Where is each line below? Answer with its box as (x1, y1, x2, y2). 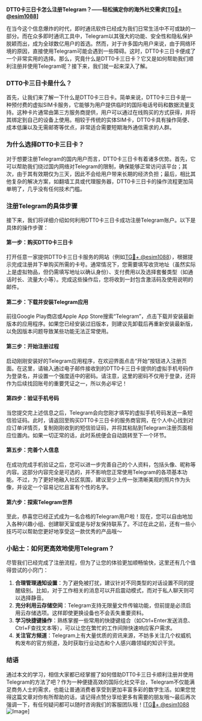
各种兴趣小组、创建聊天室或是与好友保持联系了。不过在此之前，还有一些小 (11, 520, 196, 528)
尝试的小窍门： (11, 567, 49, 574)
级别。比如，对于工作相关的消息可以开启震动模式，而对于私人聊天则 (20, 587, 189, 594)
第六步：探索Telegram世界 (6, 498, 73, 505)
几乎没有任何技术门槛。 (26, 185, 85, 192)
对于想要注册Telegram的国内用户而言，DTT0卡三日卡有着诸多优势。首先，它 (6, 155, 196, 162)
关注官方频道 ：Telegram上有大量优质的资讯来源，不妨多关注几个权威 (14, 632, 186, 639)
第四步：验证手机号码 (6, 395, 59, 402)
